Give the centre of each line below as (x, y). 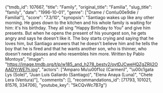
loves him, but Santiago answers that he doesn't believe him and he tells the (81, 43)
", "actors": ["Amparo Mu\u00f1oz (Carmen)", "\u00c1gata (95, 70)
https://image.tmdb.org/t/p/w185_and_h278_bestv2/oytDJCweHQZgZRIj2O (82, 64)
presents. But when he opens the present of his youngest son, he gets (76, 33)
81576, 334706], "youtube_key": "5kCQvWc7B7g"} (56, 85)
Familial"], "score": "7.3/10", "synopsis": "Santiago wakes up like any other (80, 17)
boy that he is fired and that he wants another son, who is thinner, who (76, 49)
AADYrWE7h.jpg (21, 70)
